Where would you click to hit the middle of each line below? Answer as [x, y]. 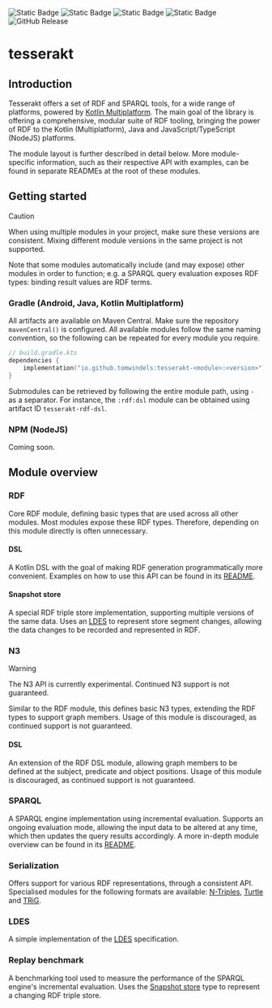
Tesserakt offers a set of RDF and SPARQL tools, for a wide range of [122, 103]
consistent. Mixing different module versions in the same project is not [125, 240]
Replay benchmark [46, 960]
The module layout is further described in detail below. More [109, 154]
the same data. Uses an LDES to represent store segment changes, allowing [135, 621]
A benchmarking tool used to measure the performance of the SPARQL [127, 978]
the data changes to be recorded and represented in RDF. [104, 630]
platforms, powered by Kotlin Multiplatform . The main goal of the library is [131, 112]
